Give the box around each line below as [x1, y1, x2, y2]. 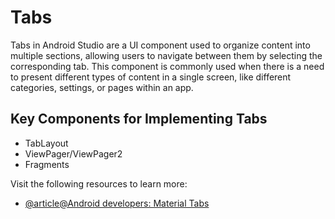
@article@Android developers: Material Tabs [24, 197, 210, 209]
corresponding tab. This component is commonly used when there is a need [10, 60, 325, 72]
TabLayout [24, 137, 69, 149]
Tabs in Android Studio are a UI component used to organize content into [10, 39, 311, 51]
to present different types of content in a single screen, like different [10, 71, 292, 83]
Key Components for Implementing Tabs [10, 111, 268, 128]
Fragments [24, 158, 70, 170]
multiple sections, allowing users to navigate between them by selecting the [10, 49, 323, 61]
